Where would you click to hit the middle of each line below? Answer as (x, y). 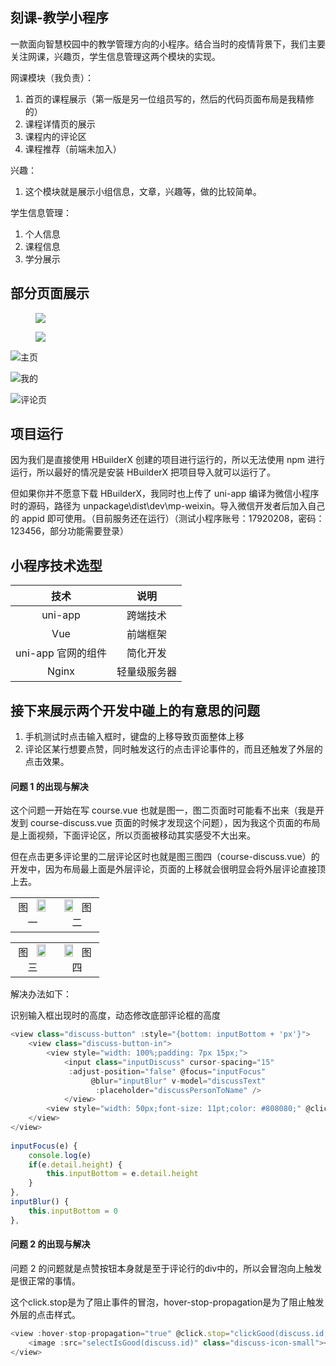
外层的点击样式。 (45, 1314)
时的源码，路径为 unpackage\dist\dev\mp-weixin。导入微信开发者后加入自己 (168, 506)
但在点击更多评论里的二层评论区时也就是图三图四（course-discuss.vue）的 (165, 857)
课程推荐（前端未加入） (73, 149)
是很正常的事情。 (45, 1280)
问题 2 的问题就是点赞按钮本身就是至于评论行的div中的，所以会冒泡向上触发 (166, 1268)
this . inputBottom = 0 (73, 1211)
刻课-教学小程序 (59, 18)
